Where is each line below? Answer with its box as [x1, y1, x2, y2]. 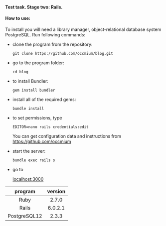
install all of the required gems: [12, 96, 76, 102]
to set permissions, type [12, 114, 62, 120]
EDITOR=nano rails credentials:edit [12, 124, 89, 129]
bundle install [12, 106, 44, 111]
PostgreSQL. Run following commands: [5, 31, 86, 37]
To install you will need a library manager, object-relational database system [5, 26, 162, 32]
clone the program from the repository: [12, 41, 93, 47]
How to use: [5, 15, 31, 21]
